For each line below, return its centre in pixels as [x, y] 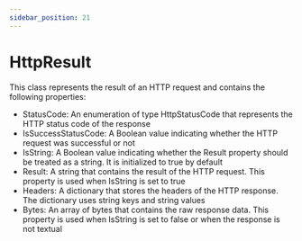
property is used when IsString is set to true [104, 181]
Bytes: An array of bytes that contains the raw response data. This [145, 210]
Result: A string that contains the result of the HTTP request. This [144, 171]
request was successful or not [78, 143]
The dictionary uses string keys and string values [114, 200]
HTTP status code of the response [87, 123]
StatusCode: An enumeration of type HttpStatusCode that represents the [157, 114]
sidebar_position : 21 [50, 18]
